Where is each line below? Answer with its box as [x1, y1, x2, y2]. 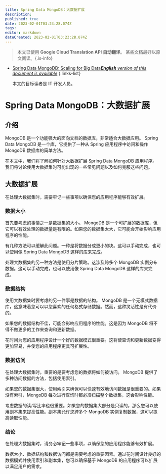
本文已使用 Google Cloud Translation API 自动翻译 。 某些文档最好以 [17, 49, 157, 55]
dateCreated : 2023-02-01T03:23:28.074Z [5, 35, 87, 40]
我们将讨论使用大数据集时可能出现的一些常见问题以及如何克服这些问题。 [5, 164, 152, 170]
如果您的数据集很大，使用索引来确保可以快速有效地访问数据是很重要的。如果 [5, 385, 161, 391]
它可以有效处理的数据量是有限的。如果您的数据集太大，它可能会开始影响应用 [5, 226, 161, 232]
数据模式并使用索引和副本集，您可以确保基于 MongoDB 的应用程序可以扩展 [5, 457, 158, 463]
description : [5, 12, 32, 17]
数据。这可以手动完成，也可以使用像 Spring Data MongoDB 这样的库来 [5, 265, 148, 271]
